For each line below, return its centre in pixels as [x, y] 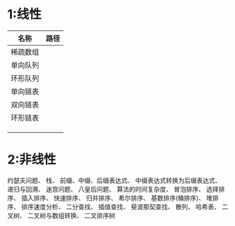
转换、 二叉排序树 [90, 215]
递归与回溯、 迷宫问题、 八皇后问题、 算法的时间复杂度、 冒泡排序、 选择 [113, 189]
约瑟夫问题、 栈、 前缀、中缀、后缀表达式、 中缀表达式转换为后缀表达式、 [114, 180]
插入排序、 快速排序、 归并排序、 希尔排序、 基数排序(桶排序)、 [113, 198]
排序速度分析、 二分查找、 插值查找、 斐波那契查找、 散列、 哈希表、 [121, 206]
